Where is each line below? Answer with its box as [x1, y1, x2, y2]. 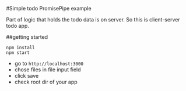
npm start [6, 50, 30, 56]
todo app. [6, 23, 29, 29]
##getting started [6, 34, 48, 40]
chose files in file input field [14, 66, 81, 73]
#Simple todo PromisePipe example [6, 5, 92, 12]
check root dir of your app [14, 78, 78, 85]
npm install [6, 45, 35, 50]
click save [14, 72, 39, 79]
